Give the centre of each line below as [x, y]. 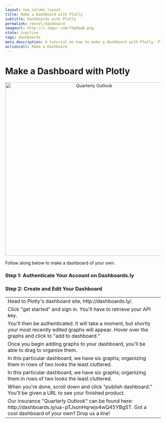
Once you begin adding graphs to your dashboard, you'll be [77, 344]
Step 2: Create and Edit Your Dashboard [54, 289]
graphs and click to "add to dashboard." [54, 336]
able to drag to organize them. [42, 350]
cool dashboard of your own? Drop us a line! [59, 413]
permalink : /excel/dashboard [35, 24]
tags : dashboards [23, 38]
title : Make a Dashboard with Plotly [44, 14]
